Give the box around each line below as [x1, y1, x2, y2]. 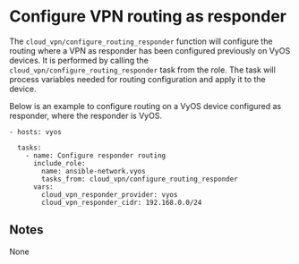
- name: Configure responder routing [25, 150, 167, 160]
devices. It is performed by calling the [9, 55, 149, 65]
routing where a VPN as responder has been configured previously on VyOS [9, 45, 291, 55]
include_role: [32, 158, 87, 167]
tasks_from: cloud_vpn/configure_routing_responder [41, 175, 239, 183]
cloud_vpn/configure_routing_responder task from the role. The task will [9, 64, 276, 75]
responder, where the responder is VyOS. [9, 110, 163, 121]
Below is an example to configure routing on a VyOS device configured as [9, 100, 282, 111]
